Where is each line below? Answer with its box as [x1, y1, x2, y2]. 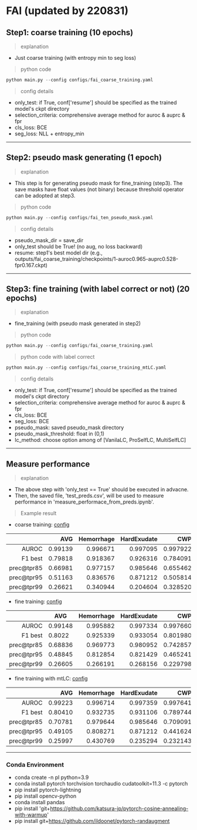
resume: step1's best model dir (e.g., [14, 249, 103, 256]
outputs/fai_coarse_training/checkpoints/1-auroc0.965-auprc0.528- [14, 255, 179, 262]
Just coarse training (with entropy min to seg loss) [14, 55, 137, 61]
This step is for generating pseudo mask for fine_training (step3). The [14, 179, 183, 186]
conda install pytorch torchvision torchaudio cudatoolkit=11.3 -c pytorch [14, 780, 188, 787]
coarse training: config [14, 521, 70, 528]
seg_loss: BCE [14, 418, 50, 425]
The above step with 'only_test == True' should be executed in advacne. [14, 485, 189, 493]
